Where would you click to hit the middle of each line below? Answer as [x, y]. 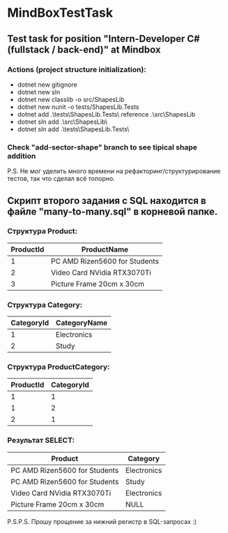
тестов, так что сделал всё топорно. [61, 179]
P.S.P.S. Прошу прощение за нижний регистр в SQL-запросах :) [102, 521]
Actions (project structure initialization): [77, 69]
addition [22, 156]
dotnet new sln [39, 92]
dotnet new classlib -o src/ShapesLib [71, 99]
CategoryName [82, 323]
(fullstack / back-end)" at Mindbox [84, 49]
